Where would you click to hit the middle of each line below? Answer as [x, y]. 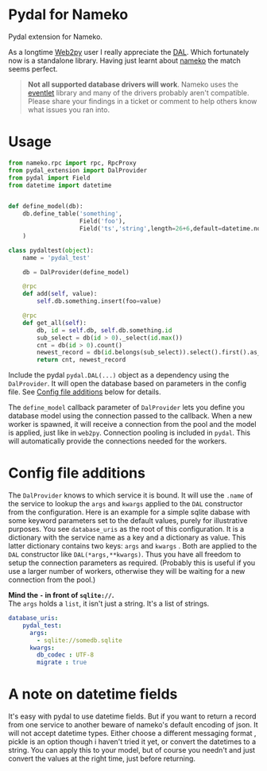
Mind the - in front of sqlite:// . [61, 595]
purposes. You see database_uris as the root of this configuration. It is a [126, 529]
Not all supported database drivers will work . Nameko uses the [133, 84]
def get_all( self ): [55, 323]
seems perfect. [33, 68]
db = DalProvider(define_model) [76, 272]
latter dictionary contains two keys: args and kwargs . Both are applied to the [133, 546]
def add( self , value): [60, 294]
